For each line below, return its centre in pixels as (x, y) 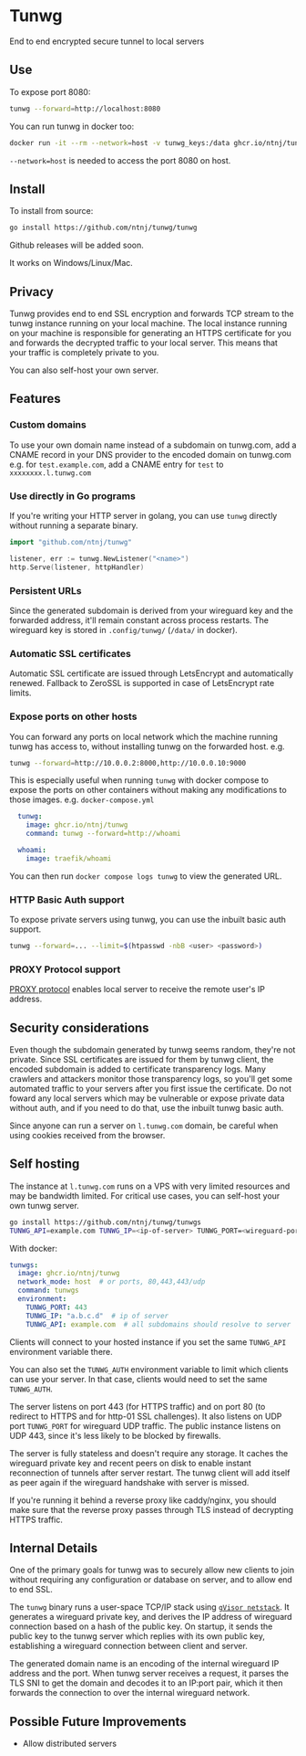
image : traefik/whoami (69, 858)
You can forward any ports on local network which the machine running (144, 736)
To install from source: (51, 211)
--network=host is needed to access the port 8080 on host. (120, 160)
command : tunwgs (48, 1291)
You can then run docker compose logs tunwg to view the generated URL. (146, 876)
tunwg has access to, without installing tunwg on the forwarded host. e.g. (147, 746)
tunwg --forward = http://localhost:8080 (85, 109)
